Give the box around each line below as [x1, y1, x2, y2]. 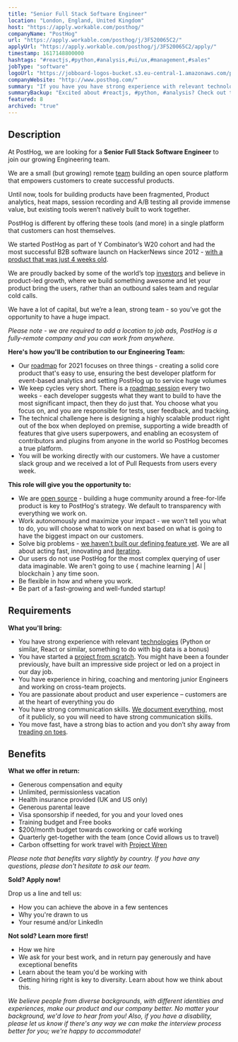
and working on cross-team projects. [18, 682, 126, 691]
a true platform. [18, 444, 64, 452]
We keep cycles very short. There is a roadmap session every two [18, 384, 210, 392]
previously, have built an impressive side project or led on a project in [18, 660, 220, 668]
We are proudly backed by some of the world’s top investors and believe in [8, 268, 225, 277]
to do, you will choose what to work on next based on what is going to [18, 524, 222, 532]
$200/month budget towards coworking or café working [18, 825, 182, 834]
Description [8, 129, 61, 141]
